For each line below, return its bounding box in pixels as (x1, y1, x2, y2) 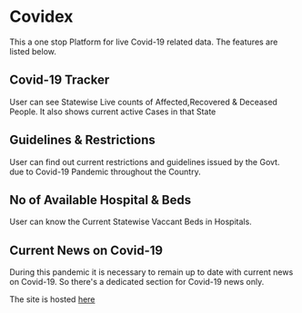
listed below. (9, 45, 57, 56)
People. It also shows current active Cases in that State (9, 106, 216, 117)
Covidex (9, 6, 74, 27)
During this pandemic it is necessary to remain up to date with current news (9, 267, 294, 278)
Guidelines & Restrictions (9, 132, 156, 148)
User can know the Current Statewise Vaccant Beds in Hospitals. (9, 216, 252, 228)
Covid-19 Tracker (9, 73, 110, 88)
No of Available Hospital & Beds (9, 192, 192, 208)
